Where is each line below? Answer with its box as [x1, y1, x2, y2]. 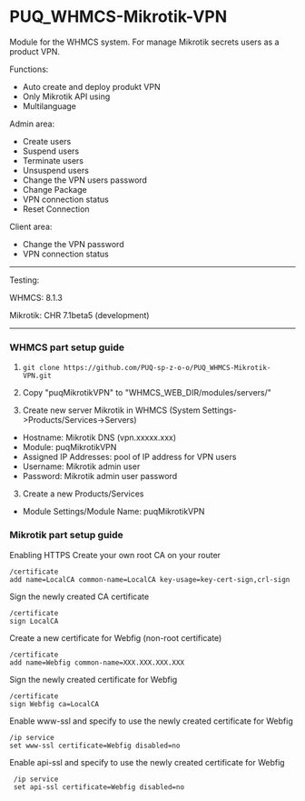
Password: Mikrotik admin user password [22, 471, 178, 482]
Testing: [9, 275, 40, 285]
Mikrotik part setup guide [9, 529, 124, 542]
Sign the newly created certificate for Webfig [9, 674, 178, 685]
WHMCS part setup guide [9, 341, 125, 354]
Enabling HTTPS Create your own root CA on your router [9, 549, 221, 560]
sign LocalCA [9, 616, 59, 626]
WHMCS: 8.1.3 [9, 292, 64, 303]
